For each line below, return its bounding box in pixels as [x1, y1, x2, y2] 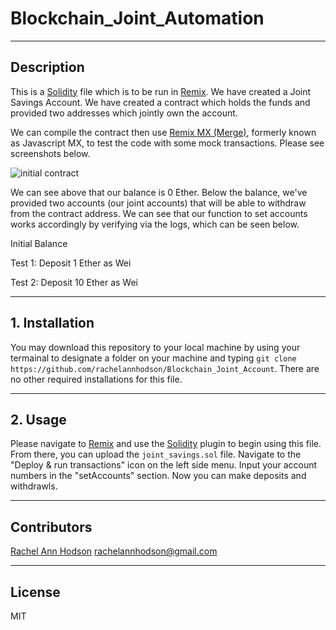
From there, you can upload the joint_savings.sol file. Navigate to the [10, 448, 302, 461]
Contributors [10, 518, 93, 536]
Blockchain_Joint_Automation [10, 7, 265, 30]
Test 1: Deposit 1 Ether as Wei [10, 257, 132, 269]
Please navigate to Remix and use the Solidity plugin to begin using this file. [10, 438, 322, 450]
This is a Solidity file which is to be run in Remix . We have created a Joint [10, 85, 312, 97]
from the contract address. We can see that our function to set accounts [10, 207, 308, 219]
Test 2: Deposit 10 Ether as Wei [10, 276, 138, 288]
